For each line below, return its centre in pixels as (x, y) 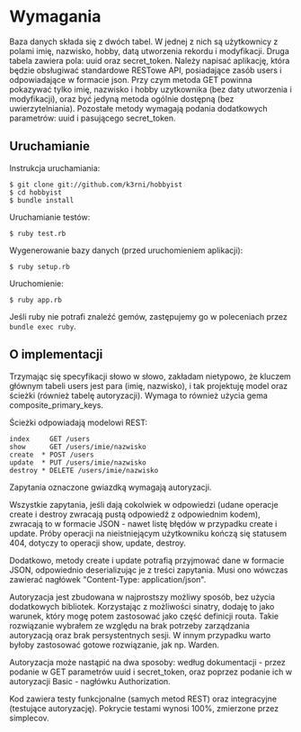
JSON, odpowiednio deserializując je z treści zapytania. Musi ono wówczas (149, 570)
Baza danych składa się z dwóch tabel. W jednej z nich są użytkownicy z (144, 41)
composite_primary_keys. (57, 405)
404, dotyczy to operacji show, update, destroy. (98, 543)
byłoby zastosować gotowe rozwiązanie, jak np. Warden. (115, 645)
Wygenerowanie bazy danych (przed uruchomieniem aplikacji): (126, 250)
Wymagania (55, 17)
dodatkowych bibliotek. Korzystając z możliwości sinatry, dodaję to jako (142, 606)
